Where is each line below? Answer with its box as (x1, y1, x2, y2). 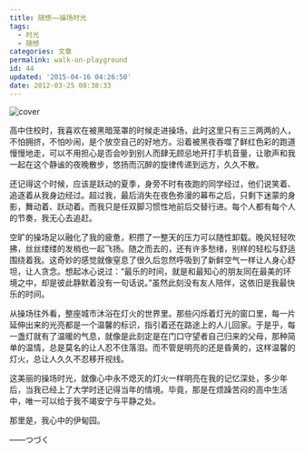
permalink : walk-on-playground (9, 55, 128, 65)
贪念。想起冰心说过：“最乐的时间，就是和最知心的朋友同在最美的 (40, 266, 284, 277)
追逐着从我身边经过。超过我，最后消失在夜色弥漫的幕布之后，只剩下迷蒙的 (9, 189, 288, 200)
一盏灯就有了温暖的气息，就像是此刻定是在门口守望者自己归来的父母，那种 (9, 330, 288, 341)
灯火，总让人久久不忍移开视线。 (9, 353, 129, 364)
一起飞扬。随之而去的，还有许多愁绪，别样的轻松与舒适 (88, 243, 296, 254)
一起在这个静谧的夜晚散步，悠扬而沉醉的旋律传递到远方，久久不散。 (9, 158, 264, 169)
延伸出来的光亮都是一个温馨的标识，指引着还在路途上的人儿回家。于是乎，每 (9, 319, 296, 330)
